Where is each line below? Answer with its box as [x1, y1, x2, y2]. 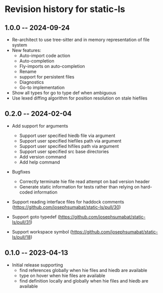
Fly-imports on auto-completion [19, 63, 85, 69]
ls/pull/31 [11, 219, 31, 225]
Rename [19, 68, 37, 74]
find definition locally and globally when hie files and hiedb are [19, 277, 148, 283]
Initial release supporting [11, 261, 63, 268]
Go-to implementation [19, 84, 65, 90]
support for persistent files [19, 74, 74, 79]
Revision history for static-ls [4, 3, 125, 15]
